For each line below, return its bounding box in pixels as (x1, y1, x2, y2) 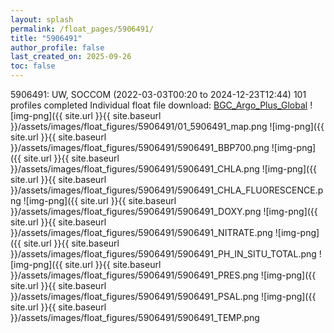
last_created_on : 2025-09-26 (10, 52, 132, 62)
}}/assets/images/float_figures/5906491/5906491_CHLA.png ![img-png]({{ (10, 163, 318, 175)
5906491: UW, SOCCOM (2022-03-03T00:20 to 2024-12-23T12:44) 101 (10, 89, 307, 100)
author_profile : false (10, 42, 105, 53)
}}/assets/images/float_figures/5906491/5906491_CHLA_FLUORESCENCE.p (10, 184, 324, 196)
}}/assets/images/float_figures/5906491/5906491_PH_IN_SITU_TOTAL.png (10, 248, 317, 260)
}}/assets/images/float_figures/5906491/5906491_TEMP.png (10, 312, 260, 323)
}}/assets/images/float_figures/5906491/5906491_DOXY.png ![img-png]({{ (10, 206, 318, 217)
